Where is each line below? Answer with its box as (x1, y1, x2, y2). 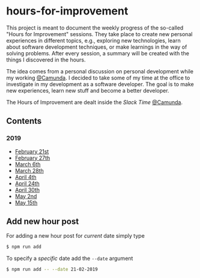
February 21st (14, 147, 49, 155)
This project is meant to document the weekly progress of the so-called (6, 24, 184, 31)
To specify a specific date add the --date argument (6, 255, 133, 262)
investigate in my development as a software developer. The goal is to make (6, 80, 194, 88)
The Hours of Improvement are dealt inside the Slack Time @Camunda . (6, 98, 183, 106)
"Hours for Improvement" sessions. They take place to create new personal (6, 30, 193, 37)
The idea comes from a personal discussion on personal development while (6, 67, 194, 75)
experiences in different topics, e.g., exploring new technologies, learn (6, 37, 181, 44)
